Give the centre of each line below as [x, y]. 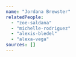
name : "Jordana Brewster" [38, 12]
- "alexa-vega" [30, 39]
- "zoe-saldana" [31, 23]
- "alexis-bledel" [34, 34]
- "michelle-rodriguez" [41, 28]
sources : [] [21, 45]
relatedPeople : [25, 17]
